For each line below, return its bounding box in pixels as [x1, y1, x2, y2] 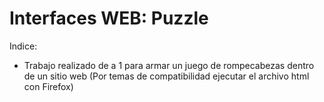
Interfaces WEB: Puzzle [9, 7, 209, 30]
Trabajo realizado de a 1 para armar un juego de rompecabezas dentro [23, 59, 315, 71]
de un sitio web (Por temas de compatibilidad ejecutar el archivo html [23, 70, 310, 82]
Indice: [9, 40, 38, 52]
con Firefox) [23, 80, 74, 92]
